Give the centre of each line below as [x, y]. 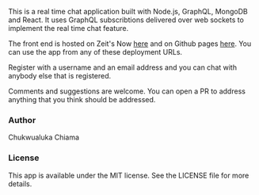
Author [22, 120]
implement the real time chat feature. [69, 28]
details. [20, 184]
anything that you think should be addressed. [82, 99]
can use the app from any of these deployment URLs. [95, 52]
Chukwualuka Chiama [44, 137]
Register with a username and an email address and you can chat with [123, 67]
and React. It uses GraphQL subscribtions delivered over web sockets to [126, 20]
